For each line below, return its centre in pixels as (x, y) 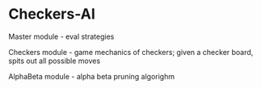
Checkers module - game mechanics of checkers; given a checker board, (131, 52)
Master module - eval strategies (61, 36)
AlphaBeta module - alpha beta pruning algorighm (92, 76)
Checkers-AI (52, 14)
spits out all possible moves (55, 61)
